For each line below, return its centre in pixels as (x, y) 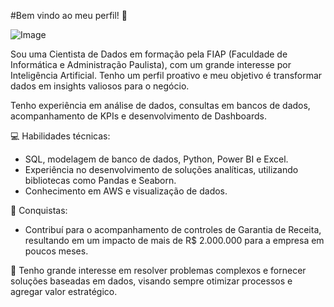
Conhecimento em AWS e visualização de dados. (126, 191)
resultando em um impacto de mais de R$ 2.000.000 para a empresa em (174, 240)
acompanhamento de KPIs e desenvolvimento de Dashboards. (139, 116)
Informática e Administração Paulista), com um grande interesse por (151, 64)
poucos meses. (56, 251)
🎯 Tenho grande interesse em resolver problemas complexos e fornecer (158, 270)
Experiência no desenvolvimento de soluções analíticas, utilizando (161, 169)
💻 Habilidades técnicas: (60, 136)
